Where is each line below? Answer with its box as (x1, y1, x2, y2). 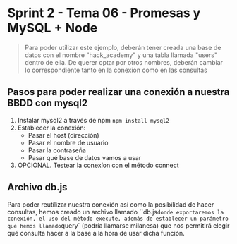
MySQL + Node (7, 20, 98, 36)
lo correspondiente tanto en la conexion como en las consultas (24, 66, 208, 74)
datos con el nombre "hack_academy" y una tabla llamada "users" (24, 51, 217, 59)
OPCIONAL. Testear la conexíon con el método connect (17, 161, 179, 169)
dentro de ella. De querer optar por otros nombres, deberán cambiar (24, 58, 224, 66)
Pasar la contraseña (28, 146, 87, 154)
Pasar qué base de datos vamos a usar (28, 153, 142, 161)
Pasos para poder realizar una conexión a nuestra (7, 86, 230, 98)
